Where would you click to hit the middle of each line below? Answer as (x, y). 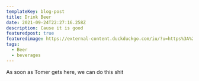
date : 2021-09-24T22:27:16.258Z (46, 22)
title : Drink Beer (29, 17)
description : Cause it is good (45, 28)
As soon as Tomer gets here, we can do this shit (65, 72)
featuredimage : (25, 39)
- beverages (26, 55)
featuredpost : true (30, 33)
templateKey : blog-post (36, 11)
